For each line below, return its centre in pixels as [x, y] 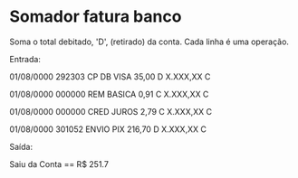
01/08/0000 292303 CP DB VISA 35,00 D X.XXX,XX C [110, 76]
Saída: [21, 146]
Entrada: [25, 59]
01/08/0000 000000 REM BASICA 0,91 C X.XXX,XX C [109, 94]
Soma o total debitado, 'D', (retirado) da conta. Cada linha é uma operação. [149, 42]
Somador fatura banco [96, 17]
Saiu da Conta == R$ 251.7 [59, 164]
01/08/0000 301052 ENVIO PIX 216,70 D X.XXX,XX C [108, 129]
